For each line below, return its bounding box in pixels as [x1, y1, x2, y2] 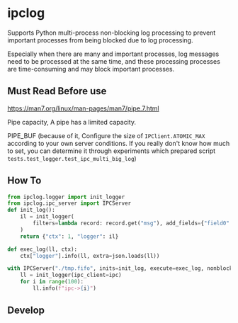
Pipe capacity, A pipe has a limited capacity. [7, 118, 137, 126]
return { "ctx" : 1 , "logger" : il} [20, 232, 119, 240]
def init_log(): [7, 207, 55, 214]
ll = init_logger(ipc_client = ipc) [20, 271, 122, 279]
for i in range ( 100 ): [20, 278, 84, 285]
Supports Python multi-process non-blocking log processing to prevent [7, 28, 216, 37]
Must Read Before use [7, 85, 107, 97]
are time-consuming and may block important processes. [7, 64, 175, 73]
